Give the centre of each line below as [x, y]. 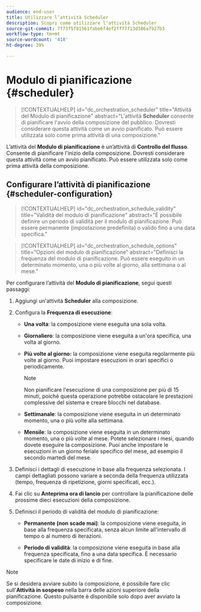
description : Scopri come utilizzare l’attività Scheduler [82, 23]
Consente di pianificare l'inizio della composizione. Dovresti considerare [95, 153]
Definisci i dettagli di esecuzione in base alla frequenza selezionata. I [100, 469]
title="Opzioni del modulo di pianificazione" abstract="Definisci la [102, 252]
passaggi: [18, 289]
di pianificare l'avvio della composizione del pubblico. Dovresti [98, 122]
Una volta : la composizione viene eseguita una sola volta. [95, 324]
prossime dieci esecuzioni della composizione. [73, 500]
